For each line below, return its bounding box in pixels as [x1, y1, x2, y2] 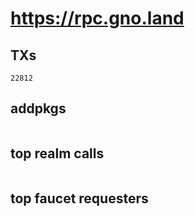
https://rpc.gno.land [10, 7, 185, 30]
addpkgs [10, 100, 67, 117]
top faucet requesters [10, 190, 149, 207]
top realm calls [10, 145, 105, 162]
